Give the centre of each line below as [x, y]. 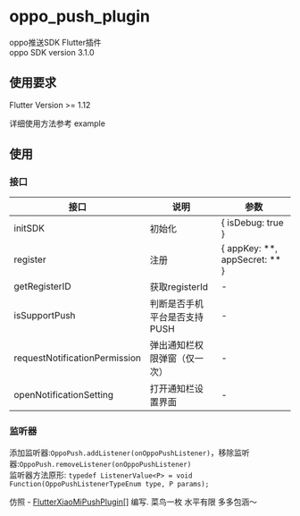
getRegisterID [42, 286]
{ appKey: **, [250, 249]
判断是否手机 [176, 304]
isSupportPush [45, 316]
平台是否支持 [176, 317]
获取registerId [179, 287]
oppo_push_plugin [79, 17]
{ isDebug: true [252, 223]
